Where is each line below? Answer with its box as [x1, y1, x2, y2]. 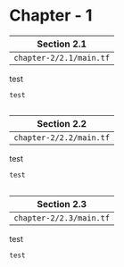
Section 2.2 [37, 118, 87, 130]
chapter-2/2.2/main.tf [13, 133, 110, 143]
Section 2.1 [37, 38, 87, 50]
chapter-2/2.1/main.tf [13, 53, 110, 63]
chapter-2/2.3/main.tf [13, 213, 110, 223]
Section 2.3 [37, 197, 87, 210]
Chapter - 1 [9, 5, 93, 26]
